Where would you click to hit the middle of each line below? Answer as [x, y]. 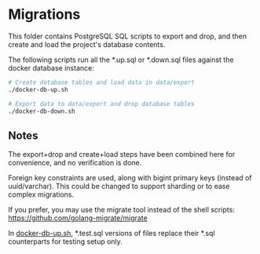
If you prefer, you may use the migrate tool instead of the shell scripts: [122, 210]
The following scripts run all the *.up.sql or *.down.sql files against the [121, 60]
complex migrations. [41, 194]
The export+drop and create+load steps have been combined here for [122, 154]
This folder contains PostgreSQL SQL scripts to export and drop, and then [128, 36]
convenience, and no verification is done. [75, 163]
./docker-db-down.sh [42, 111]
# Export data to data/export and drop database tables [101, 103]
